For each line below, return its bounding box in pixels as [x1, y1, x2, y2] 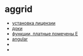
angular [11, 36, 28, 42]
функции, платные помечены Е [11, 30, 78, 36]
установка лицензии [11, 20, 56, 26]
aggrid [4, 3, 33, 15]
